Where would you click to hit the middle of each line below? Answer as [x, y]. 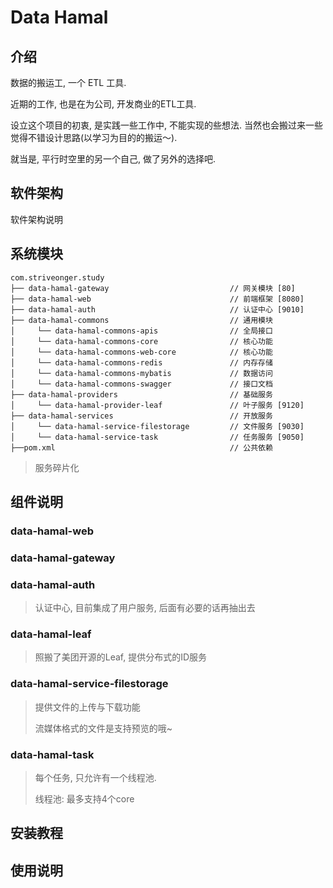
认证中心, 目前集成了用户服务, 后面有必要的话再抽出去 [145, 608]
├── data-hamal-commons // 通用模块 [141, 320]
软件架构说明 [36, 219]
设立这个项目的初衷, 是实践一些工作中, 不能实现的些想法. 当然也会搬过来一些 [166, 125]
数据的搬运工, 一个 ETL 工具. [68, 82]
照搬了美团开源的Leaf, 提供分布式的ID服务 [121, 657]
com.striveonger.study [57, 277]
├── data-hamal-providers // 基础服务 [141, 394]
